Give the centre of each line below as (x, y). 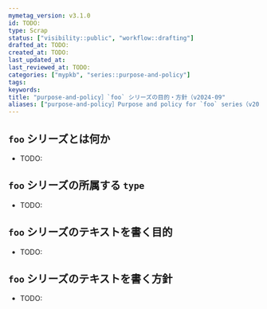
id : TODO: (25, 23)
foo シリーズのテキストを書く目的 (90, 232)
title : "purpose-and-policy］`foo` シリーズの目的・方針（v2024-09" (117, 97)
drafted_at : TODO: (39, 45)
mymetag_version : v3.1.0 (49, 16)
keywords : (25, 90)
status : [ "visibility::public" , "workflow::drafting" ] (101, 38)
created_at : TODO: (39, 53)
